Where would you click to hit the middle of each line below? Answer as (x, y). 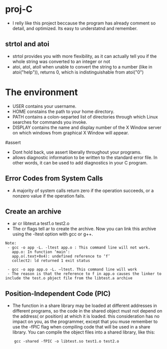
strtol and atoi (27, 44)
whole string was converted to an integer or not (61, 61)
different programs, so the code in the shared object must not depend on (87, 311)
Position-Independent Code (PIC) (58, 293)
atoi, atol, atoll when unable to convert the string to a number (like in (82, 66)
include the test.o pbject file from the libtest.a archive (69, 278)
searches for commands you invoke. (50, 122)
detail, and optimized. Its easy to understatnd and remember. (75, 28)
